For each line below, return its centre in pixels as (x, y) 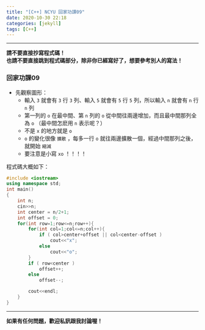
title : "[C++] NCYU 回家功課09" (46, 12)
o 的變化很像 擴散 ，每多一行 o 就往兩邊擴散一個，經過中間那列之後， (110, 138)
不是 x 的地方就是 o (48, 130)
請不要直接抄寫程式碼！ (36, 53)
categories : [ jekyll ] (34, 23)
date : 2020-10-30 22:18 (37, 18)
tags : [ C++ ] (21, 29)
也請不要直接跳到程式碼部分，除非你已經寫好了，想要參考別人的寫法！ (95, 61)
